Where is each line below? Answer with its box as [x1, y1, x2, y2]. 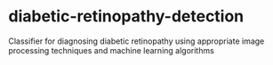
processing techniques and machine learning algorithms [8, 45, 214, 55]
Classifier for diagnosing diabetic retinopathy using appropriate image [8, 36, 265, 46]
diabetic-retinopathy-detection [8, 6, 245, 27]
